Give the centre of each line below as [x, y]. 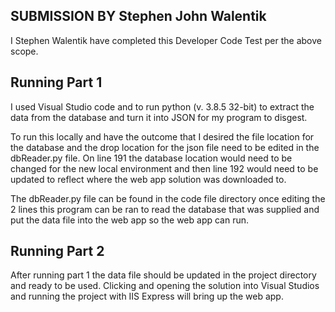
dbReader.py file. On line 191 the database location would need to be [151, 158]
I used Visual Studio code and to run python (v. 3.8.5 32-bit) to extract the [162, 106]
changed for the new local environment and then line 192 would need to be [164, 168]
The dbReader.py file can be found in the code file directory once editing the [168, 198]
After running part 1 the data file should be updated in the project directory [163, 275]
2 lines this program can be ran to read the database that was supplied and [165, 209]
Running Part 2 [57, 251]
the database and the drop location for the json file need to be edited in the [165, 147]
